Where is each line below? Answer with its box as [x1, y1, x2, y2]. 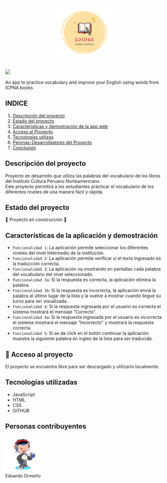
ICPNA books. [5, 85, 34, 91]
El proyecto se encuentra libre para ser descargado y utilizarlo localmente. [5, 364, 159, 369]
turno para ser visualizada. [12, 298, 68, 304]
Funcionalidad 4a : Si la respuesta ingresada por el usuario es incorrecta [12, 314, 162, 320]
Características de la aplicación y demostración [5, 231, 158, 240]
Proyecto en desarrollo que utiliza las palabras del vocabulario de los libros [5, 173, 161, 179]
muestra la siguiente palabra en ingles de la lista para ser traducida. [12, 335, 153, 341]
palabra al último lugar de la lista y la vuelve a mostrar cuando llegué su [12, 293, 161, 299]
